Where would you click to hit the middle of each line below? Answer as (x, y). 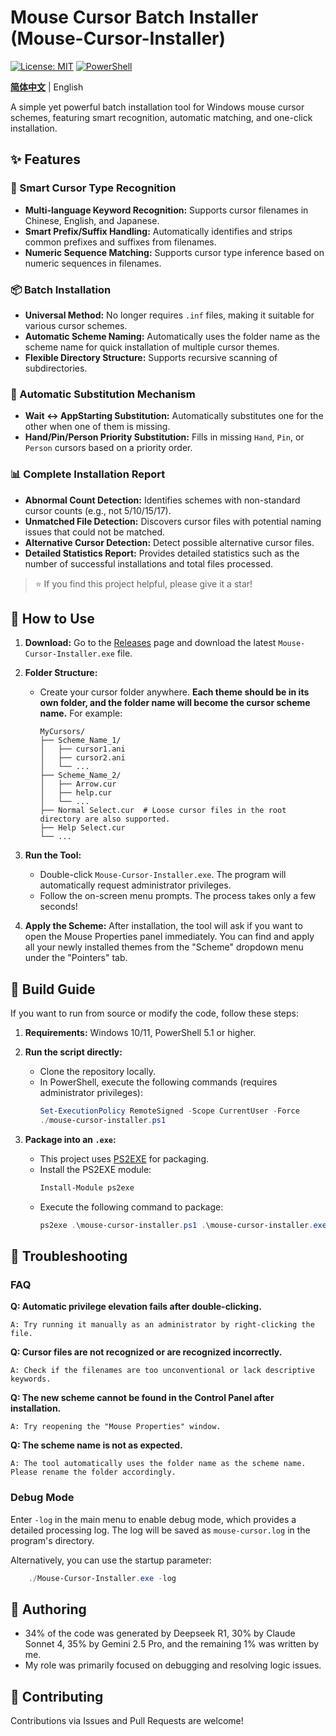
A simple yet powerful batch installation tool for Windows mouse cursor (157, 107)
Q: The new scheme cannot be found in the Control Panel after (142, 1398)
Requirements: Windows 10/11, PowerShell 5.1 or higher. (140, 1033)
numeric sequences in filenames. (93, 263)
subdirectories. (56, 368)
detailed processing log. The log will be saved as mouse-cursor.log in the (160, 1530)
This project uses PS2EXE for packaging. (124, 1158)
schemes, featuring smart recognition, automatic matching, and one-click (161, 117)
